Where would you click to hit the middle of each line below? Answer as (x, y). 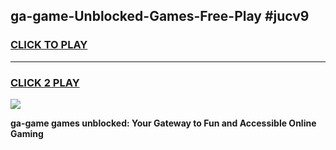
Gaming (27, 133)
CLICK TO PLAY (49, 45)
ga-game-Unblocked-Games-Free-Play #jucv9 (160, 16)
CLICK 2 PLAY (45, 82)
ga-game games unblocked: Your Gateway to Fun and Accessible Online (163, 123)
